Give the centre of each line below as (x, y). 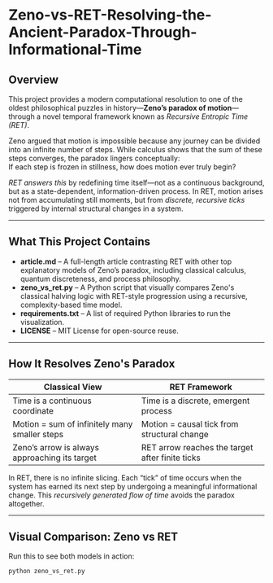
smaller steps (38, 434)
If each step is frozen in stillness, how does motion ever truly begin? (122, 167)
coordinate (33, 410)
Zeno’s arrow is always (56, 447)
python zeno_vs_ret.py (47, 572)
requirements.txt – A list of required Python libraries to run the (126, 313)
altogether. (26, 503)
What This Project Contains (79, 242)
